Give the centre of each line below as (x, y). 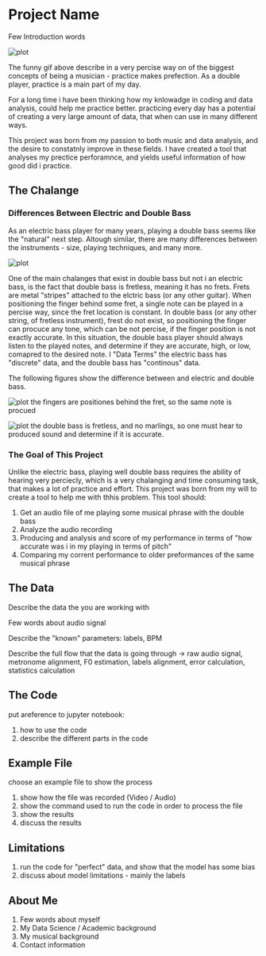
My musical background (59, 936)
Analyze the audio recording (66, 529)
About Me (33, 900)
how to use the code (53, 730)
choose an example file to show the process (81, 782)
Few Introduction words (47, 37)
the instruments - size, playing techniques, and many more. (105, 247)
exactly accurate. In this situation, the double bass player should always (126, 337)
